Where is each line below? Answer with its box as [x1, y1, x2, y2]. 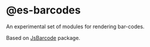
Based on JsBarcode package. [6, 34, 81, 41]
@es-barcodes [6, 4, 81, 17]
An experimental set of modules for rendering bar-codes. [6, 23, 145, 30]
